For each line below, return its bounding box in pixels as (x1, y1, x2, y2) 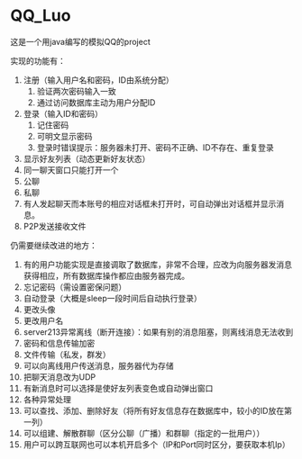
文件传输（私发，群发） (23, 348, 111, 360)
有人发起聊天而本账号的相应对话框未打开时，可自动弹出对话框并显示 (23, 198, 277, 209)
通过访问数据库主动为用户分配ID (36, 96, 156, 108)
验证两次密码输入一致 (36, 85, 116, 96)
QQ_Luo (10, 5, 71, 26)
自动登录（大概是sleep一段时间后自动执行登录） (23, 292, 202, 303)
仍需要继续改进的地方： (10, 239, 97, 250)
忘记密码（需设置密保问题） (23, 281, 127, 292)
